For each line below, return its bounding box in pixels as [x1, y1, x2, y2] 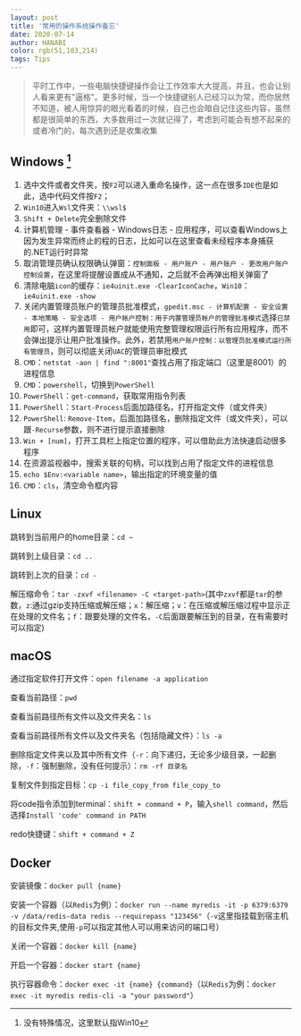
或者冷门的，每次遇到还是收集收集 [31, 125, 158, 135]
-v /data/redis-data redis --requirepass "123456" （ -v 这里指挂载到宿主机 [10, 911, 288, 921]
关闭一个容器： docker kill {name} [10, 941, 138, 952]
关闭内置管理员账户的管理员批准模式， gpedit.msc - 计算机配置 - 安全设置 [22, 301, 288, 312]
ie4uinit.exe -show [22, 292, 96, 301]
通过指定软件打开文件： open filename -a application [10, 673, 209, 684]
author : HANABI [10, 38, 67, 47]
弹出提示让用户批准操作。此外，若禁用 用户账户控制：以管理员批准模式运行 [30, 334, 285, 345]
